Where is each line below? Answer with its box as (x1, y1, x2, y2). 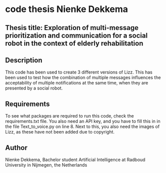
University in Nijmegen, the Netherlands (5, 162, 87, 168)
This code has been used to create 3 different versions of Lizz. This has (5, 69, 153, 75)
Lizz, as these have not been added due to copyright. (5, 129, 115, 135)
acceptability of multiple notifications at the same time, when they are (5, 80, 149, 86)
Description (5, 56, 42, 64)
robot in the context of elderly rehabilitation (5, 39, 144, 47)
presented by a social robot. (5, 85, 63, 91)
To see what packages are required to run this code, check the (5, 113, 134, 119)
